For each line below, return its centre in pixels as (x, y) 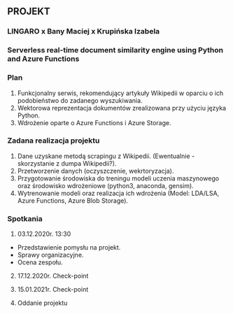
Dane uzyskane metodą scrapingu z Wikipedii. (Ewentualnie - (106, 156)
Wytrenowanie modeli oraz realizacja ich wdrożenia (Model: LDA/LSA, (118, 193)
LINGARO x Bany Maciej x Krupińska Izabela (84, 31)
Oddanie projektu (42, 303)
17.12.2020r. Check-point (53, 276)
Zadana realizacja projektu (54, 141)
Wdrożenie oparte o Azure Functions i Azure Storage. (94, 122)
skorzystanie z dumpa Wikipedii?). (67, 163)
